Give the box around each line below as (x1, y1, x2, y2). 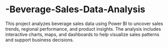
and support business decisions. (5, 37, 74, 43)
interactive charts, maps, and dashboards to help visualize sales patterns (5, 31, 160, 37)
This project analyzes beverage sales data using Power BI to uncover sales (5, 20, 163, 27)
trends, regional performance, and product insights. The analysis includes (5, 26, 161, 32)
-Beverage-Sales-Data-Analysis (5, 4, 145, 15)
